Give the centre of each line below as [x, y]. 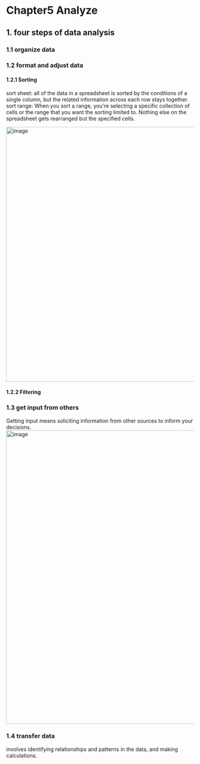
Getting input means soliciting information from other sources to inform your [100, 421]
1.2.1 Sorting [22, 80]
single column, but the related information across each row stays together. [97, 99]
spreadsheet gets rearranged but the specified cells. [71, 118]
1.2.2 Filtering [24, 392]
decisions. [19, 427]
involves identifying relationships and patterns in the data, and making [92, 749]
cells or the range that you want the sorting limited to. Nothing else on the [96, 112]
